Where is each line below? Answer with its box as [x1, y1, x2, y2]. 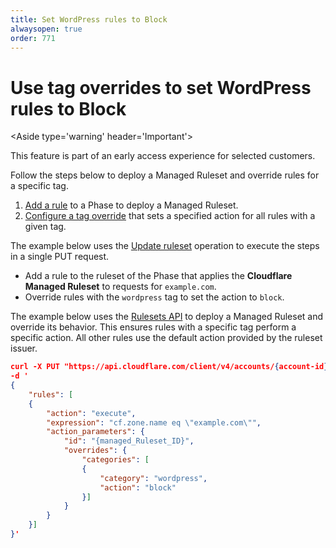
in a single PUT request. [10, 251, 110, 263]
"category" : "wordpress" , [99, 473, 208, 483]
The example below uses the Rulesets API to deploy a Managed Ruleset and [10, 311, 324, 323]
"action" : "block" [99, 482, 177, 493]
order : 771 [10, 33, 56, 43]
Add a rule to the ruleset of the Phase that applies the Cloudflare [24, 270, 293, 282]
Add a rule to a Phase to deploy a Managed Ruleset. [24, 199, 239, 211]
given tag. [24, 221, 67, 233]
